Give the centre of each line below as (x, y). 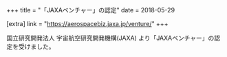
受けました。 (36, 46)
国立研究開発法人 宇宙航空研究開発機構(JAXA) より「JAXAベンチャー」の (110, 38)
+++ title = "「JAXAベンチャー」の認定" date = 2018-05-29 (91, 10)
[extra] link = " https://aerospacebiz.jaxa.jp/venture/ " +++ (87, 24)
